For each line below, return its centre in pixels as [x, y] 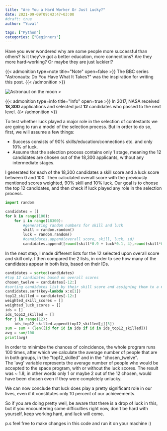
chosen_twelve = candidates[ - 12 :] [41, 282]
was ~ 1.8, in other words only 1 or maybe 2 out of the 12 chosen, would [78, 373]
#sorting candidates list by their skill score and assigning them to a [82, 287]
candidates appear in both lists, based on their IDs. [57, 264]
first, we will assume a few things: [40, 132]
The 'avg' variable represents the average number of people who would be [82, 363]
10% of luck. [25, 147]
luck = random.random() [47, 235]
